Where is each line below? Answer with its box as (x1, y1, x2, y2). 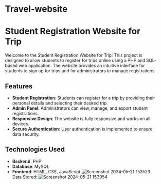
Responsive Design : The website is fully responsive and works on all (12, 116, 151, 122)
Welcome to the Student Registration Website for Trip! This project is (5, 52, 143, 58)
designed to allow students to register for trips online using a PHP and (5, 58, 145, 63)
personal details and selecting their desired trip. (12, 100, 108, 106)
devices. (12, 121, 30, 126)
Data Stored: (12, 174, 37, 180)
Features (5, 82, 33, 90)
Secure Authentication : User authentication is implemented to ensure (12, 126, 153, 132)
